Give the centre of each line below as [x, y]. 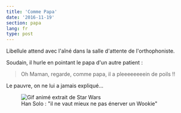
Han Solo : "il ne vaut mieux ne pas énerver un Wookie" [89, 104]
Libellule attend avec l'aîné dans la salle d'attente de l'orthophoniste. [90, 51]
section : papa [24, 23]
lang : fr [17, 28]
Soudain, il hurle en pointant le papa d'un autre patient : [75, 63]
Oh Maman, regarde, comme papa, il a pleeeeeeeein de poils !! [98, 74]
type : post [20, 34]
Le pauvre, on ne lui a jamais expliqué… [55, 86]
